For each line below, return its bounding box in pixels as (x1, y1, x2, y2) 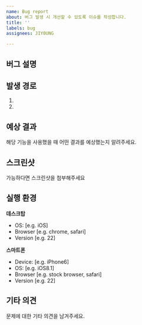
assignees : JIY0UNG (6, 31, 54, 37)
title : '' (6, 19, 31, 25)
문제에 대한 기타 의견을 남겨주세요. (6, 312, 85, 319)
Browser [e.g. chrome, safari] (14, 228, 87, 235)
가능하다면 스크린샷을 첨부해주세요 (6, 174, 85, 181)
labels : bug (6, 25, 35, 31)
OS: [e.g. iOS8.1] (14, 264, 55, 271)
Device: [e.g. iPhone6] (14, 258, 70, 265)
